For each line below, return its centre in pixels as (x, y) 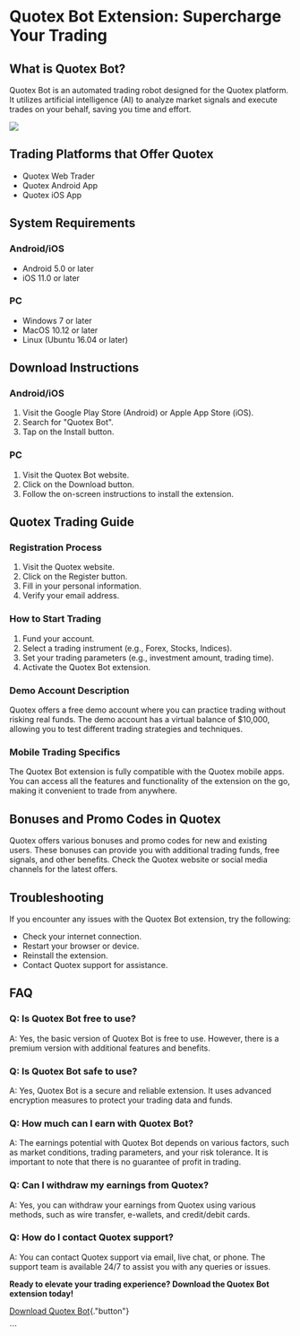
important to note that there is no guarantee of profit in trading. (125, 1162)
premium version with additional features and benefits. (110, 1048)
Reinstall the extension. (65, 955)
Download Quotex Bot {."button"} (69, 1311)
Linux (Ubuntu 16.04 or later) (75, 339)
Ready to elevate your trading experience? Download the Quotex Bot (140, 1284)
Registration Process (56, 547)
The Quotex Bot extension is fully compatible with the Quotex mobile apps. (147, 772)
